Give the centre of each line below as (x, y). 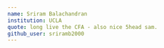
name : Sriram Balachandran (47, 14)
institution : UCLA (35, 20)
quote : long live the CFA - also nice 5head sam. (83, 27)
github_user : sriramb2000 (46, 34)
